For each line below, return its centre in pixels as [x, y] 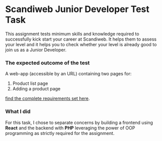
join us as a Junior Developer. [36, 50]
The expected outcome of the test [48, 63]
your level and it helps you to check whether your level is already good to [81, 44]
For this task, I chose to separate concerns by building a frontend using [79, 122]
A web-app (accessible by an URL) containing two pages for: [68, 74]
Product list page [30, 83]
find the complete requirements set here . [48, 98]
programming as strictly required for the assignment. [60, 133]
